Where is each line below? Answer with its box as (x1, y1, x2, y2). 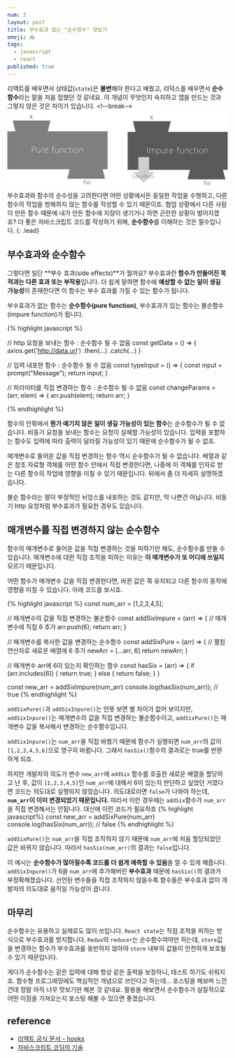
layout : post (7, 18, 45, 26)
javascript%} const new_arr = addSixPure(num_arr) (7, 812, 155, 821)
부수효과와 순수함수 (7, 249, 86, 261)
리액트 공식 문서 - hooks (17, 1035, 85, 1043)
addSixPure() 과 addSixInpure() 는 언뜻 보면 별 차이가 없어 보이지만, (7, 704, 193, 713)
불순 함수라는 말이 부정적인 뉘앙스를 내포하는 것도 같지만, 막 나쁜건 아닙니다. (7, 493, 215, 501)
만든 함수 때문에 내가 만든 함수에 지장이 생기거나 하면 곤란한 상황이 (14, 208, 196, 217)
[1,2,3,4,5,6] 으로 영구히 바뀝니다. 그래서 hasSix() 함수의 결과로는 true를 (7, 746, 210, 754)
